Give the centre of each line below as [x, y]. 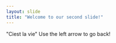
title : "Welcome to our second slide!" [55, 17]
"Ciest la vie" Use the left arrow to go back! [58, 34]
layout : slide [23, 11]
